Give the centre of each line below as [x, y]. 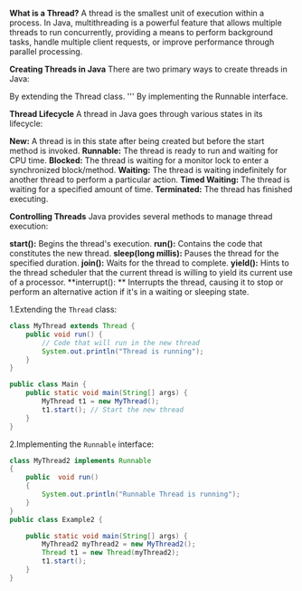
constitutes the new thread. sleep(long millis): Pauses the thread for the [144, 253]
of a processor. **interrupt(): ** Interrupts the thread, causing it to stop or [146, 282]
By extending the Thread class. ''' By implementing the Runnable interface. [149, 96]
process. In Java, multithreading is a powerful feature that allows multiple [146, 23]
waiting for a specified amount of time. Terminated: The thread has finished [151, 189]
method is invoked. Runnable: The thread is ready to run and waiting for [144, 150]
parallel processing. [46, 52]
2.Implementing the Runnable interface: [82, 444]
